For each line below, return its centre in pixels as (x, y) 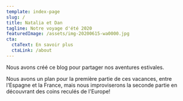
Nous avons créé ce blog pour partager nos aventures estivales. (85, 67)
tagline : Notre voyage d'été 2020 (49, 28)
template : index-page (33, 12)
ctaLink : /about (32, 50)
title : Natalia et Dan (34, 23)
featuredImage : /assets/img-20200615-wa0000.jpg (68, 34)
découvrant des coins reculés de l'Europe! (58, 91)
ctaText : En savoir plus (42, 45)
